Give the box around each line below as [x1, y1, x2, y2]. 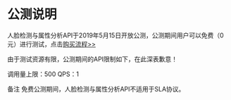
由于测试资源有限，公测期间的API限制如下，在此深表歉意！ [7, 54, 178, 63]
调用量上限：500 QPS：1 [7, 70, 80, 78]
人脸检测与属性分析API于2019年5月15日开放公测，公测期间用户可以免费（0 [7, 31, 224, 39]
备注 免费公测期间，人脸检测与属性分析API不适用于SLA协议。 [7, 85, 185, 93]
